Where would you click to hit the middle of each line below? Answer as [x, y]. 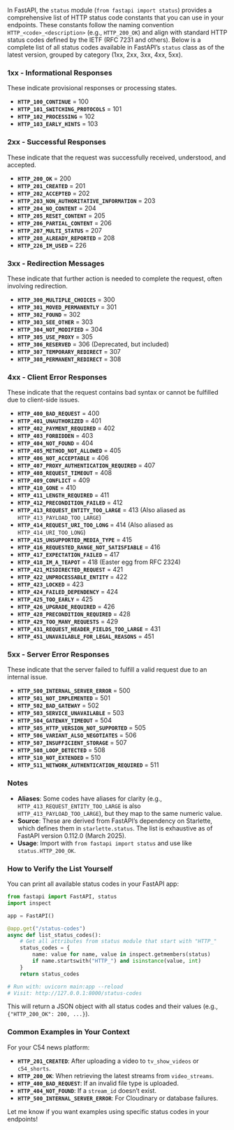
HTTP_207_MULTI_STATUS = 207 [60, 230]
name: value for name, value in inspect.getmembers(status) [122, 954]
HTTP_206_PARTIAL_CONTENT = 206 [64, 223]
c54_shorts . [34, 1068]
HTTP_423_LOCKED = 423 [50, 584]
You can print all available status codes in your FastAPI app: [93, 884]
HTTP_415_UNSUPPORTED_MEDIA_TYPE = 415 [75, 540]
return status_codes [50, 974]
